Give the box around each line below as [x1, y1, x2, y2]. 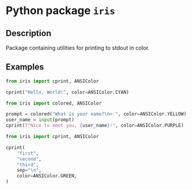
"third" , [17, 161, 39, 168]
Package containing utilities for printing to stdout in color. [6, 44, 150, 51]
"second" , [17, 156, 42, 162]
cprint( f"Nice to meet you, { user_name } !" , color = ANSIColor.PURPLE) [6, 123, 184, 129]
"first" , [17, 150, 39, 156]
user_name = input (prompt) [6, 117, 75, 123]
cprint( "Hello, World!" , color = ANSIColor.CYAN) [6, 89, 130, 95]
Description [6, 28, 51, 38]
